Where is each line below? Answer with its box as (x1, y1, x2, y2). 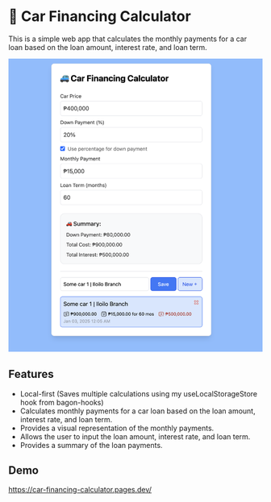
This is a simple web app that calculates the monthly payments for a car (8, 34, 248, 44)
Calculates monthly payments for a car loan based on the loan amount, (19, 406, 256, 416)
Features (8, 367, 54, 381)
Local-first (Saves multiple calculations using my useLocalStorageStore (19, 388, 258, 398)
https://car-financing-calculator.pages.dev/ (8, 485, 152, 495)
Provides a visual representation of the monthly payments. (19, 423, 215, 433)
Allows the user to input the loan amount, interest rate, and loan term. (19, 431, 251, 442)
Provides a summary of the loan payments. (19, 440, 163, 450)
